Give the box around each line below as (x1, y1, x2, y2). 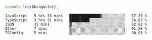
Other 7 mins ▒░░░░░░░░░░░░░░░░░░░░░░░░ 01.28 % (5, 26, 148, 31)
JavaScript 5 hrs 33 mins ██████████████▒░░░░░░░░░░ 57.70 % (5, 13, 148, 18)
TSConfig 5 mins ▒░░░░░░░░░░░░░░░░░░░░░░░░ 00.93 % (5, 30, 148, 35)
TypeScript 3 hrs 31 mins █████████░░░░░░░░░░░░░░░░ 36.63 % (5, 18, 148, 22)
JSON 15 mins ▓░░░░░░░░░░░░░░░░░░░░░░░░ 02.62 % (5, 22, 148, 27)
